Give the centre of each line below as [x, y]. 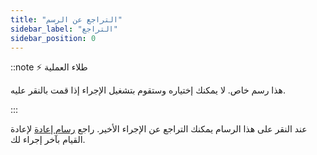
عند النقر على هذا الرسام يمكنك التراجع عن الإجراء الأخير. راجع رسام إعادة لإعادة [159, 129]
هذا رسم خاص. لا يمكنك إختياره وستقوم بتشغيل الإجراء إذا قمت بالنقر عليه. [148, 90]
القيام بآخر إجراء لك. [48, 140]
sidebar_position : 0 [53, 38]
